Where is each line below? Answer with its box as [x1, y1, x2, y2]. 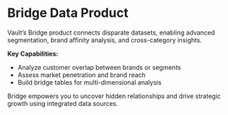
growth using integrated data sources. [7, 99, 119, 107]
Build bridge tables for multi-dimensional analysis [17, 78, 162, 86]
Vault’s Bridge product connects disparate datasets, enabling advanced [7, 28, 215, 37]
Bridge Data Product [7, 5, 128, 21]
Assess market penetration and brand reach [17, 71, 146, 79]
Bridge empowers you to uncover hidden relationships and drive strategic [7, 92, 221, 100]
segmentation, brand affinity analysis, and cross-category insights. [7, 35, 203, 44]
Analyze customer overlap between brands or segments [17, 63, 181, 71]
